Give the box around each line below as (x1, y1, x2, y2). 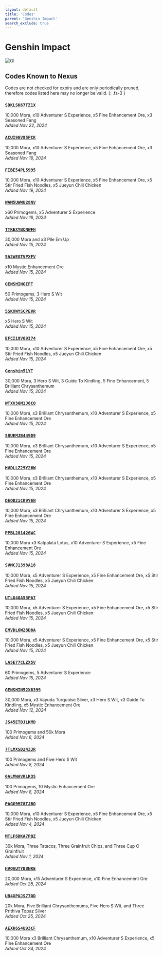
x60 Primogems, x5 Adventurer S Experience (5, 209, 96, 215)
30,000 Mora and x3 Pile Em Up (5, 237, 69, 242)
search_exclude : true (5, 20, 49, 26)
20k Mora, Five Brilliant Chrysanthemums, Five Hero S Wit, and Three (5, 903, 145, 909)
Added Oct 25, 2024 (5, 913, 46, 919)
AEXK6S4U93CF (5, 925, 36, 931)
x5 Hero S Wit (5, 318, 33, 324)
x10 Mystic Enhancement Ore (5, 264, 64, 270)
